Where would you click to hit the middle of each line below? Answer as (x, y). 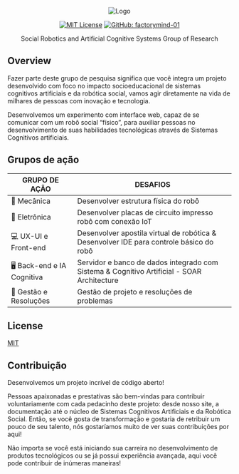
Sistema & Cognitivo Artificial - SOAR (139, 271)
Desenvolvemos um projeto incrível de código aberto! (86, 383)
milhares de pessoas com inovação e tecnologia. (79, 101)
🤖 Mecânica (31, 201)
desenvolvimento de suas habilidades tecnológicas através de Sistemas (113, 130)
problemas (95, 301)
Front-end (28, 248)
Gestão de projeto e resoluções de (135, 292)
